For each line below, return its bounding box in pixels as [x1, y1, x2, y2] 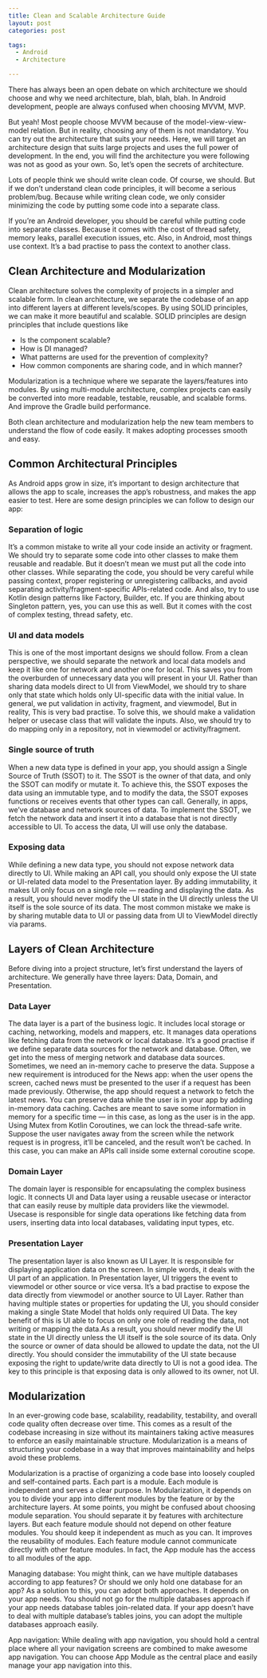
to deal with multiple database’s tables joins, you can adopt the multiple [8, 1611, 243, 1621]
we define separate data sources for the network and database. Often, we [8, 1044, 251, 1053]
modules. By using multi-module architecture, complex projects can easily [8, 384, 252, 394]
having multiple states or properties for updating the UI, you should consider [8, 1299, 259, 1308]
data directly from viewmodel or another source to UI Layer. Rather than [8, 1290, 245, 1299]
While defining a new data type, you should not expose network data [8, 859, 234, 869]
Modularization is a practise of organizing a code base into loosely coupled [8, 1469, 255, 1478]
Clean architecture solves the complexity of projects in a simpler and [8, 285, 234, 296]
